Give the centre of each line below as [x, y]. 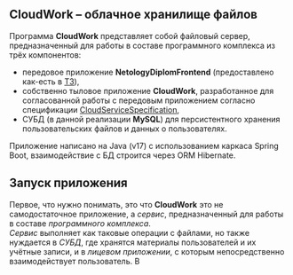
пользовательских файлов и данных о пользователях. [125, 129]
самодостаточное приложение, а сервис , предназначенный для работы [146, 214]
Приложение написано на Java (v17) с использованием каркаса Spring [144, 145]
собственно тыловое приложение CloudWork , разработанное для [148, 90]
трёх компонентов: [45, 55]
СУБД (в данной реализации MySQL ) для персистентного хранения [151, 119]
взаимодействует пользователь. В [75, 261]
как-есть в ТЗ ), [51, 81]
